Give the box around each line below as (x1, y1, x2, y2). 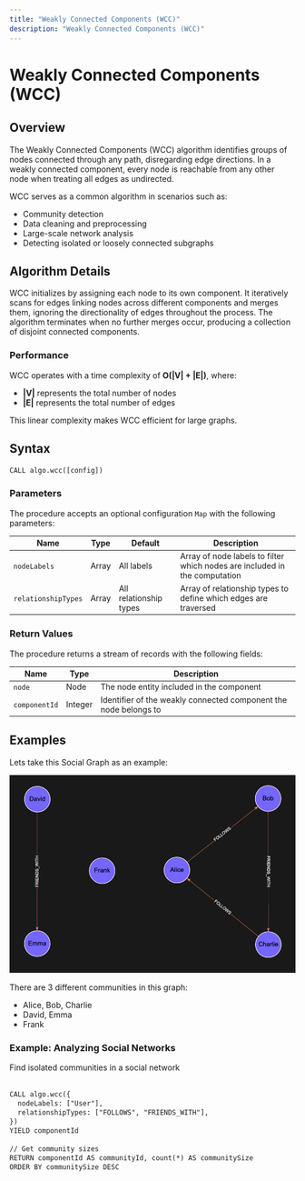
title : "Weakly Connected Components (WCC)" (9, 15, 181, 24)
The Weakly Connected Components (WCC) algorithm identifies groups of (9, 144, 288, 155)
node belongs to (100, 704, 162, 715)
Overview (9, 120, 66, 135)
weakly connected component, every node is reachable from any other (9, 164, 275, 175)
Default (131, 537, 161, 549)
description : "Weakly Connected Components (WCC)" (9, 24, 205, 34)
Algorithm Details (9, 264, 111, 279)
